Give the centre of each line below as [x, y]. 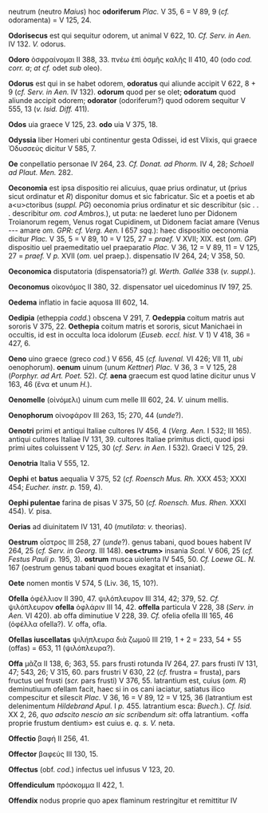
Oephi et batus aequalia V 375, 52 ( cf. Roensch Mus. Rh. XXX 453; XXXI [128, 478]
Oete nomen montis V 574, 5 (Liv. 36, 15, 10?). [83, 583]
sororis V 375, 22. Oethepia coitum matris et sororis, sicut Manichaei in [126, 326]
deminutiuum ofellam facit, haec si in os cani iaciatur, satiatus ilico [117, 689]
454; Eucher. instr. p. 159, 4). [56, 487]
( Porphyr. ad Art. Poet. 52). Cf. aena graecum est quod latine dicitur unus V [132, 376]
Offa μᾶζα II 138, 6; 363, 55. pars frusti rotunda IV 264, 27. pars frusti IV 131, [133, 664]
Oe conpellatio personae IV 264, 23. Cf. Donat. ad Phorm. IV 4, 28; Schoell [131, 164]
